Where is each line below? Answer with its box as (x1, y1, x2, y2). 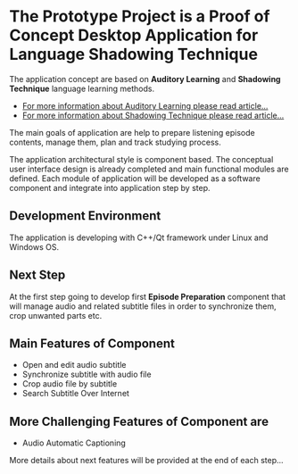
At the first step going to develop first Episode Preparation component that (9, 291, 286, 302)
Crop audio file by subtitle (21, 378, 118, 389)
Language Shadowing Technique (9, 45, 259, 64)
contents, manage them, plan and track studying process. (9, 137, 221, 147)
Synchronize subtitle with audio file (21, 369, 152, 380)
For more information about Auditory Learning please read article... (21, 100, 269, 111)
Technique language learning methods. (9, 83, 154, 94)
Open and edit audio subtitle (21, 360, 127, 370)
